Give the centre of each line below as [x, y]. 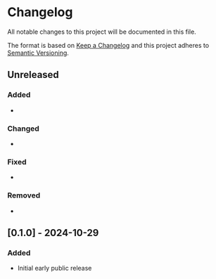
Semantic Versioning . [38, 53]
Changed [24, 129]
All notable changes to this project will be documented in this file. [102, 32]
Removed [24, 195]
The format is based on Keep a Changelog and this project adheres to [108, 45]
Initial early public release [55, 268]
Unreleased [33, 75]
